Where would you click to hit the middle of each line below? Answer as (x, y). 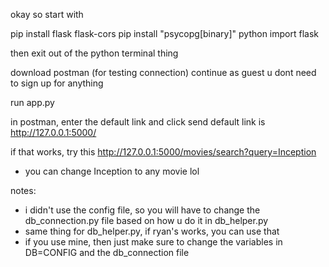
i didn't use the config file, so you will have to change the (142, 210)
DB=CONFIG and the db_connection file (107, 252)
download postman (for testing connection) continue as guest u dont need (163, 72)
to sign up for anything (57, 83)
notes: (23, 190)
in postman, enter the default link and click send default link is (138, 122)
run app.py (32, 102)
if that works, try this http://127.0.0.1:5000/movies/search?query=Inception (163, 152)
